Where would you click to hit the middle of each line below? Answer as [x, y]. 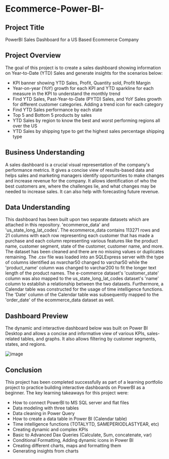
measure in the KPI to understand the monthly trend [66, 94]
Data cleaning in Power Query [43, 414]
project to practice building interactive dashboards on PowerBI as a [75, 388]
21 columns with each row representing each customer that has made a [79, 236]
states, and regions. [26, 344]
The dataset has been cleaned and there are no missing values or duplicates [85, 252]
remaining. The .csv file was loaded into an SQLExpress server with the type [84, 257]
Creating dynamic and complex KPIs [50, 430]
